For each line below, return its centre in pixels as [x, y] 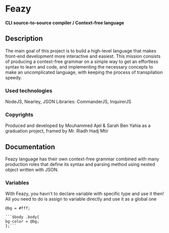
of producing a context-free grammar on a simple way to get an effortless [82, 62]
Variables [17, 183]
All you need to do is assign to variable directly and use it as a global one [81, 199]
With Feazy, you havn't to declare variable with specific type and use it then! [84, 194]
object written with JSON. [32, 170]
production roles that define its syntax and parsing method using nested [80, 164]
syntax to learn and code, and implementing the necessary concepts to [79, 67]
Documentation [30, 147]
